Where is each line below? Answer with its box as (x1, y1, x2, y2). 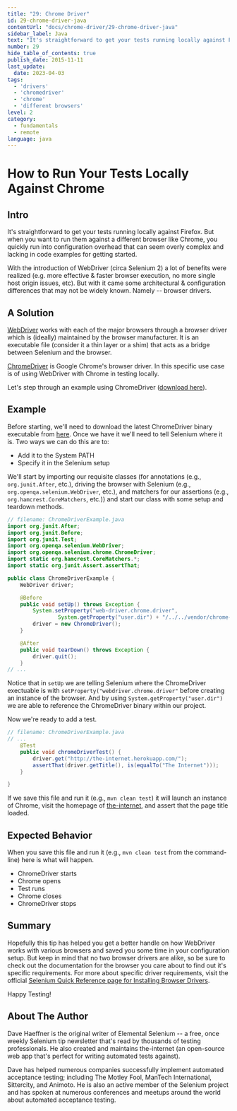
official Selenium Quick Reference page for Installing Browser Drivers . (7, 976, 210, 984)
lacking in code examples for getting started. (7, 250, 138, 259)
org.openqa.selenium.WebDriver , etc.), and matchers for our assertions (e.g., (7, 487, 229, 496)
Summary (7, 920, 51, 932)
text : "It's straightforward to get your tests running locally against (7, 37, 226, 44)
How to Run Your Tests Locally (7, 165, 189, 182)
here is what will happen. (21, 856, 94, 864)
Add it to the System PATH (17, 450, 95, 460)
